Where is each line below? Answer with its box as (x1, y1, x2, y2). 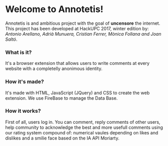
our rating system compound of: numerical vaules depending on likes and (5, 129, 158, 135)
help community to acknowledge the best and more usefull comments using (5, 124, 163, 130)
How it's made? (5, 78, 44, 85)
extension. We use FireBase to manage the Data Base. (5, 95, 118, 101)
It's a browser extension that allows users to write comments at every (5, 60, 150, 66)
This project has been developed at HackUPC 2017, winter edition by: (5, 25, 149, 31)
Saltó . (5, 36, 18, 42)
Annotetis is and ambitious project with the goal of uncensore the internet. (5, 20, 160, 26)
